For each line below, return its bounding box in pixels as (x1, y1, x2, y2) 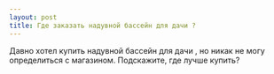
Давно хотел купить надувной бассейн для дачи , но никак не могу (9, 45, 266, 55)
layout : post (9, 12, 58, 22)
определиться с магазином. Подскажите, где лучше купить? (9, 55, 240, 65)
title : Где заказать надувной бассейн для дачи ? (9, 21, 197, 30)
